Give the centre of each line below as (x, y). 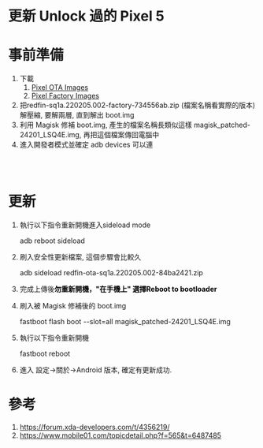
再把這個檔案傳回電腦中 (121, 135)
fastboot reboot (45, 354)
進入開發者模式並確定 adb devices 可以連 (86, 145)
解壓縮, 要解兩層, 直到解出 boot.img (77, 115)
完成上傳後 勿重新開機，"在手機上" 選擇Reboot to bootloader (118, 289)
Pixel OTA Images (60, 88)
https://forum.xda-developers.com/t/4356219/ (94, 427)
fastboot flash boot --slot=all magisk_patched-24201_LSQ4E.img (125, 322)
